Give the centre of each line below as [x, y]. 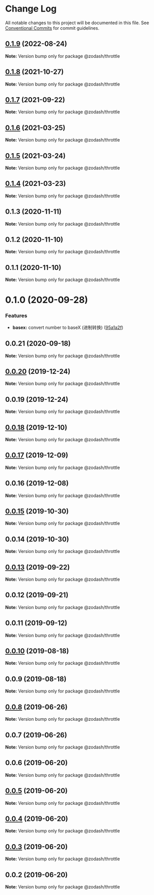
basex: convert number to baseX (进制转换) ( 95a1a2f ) [68, 327]
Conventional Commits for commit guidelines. [52, 28]
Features [16, 316]
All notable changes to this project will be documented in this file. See [77, 23]
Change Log [31, 9]
